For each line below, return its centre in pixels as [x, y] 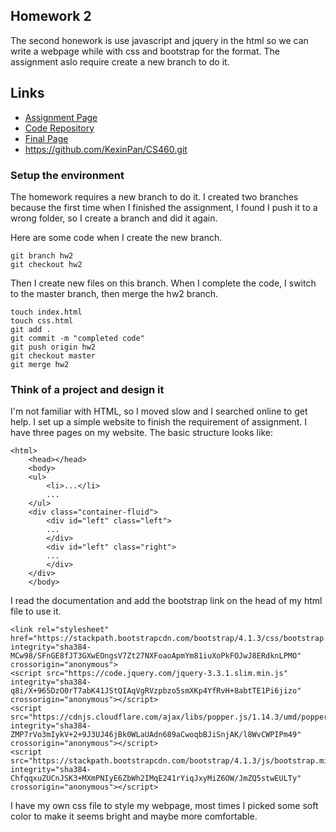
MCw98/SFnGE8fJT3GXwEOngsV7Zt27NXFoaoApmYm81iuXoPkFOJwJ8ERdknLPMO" [156, 656]
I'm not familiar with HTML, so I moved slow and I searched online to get [159, 411]
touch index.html [46, 312]
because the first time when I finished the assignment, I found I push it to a [164, 207]
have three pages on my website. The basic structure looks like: [141, 433]
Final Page [46, 138]
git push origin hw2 [53, 347]
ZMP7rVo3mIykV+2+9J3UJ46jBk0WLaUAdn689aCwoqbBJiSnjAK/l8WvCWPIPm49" [156, 735]
